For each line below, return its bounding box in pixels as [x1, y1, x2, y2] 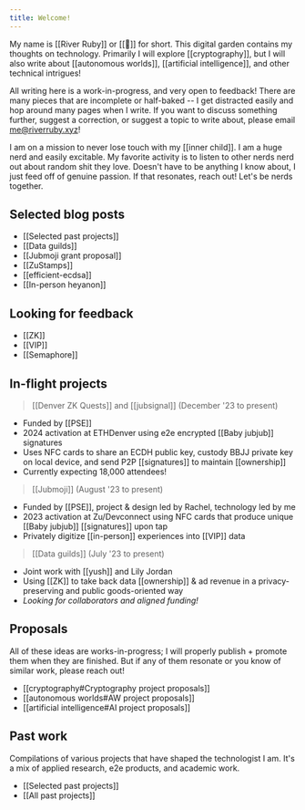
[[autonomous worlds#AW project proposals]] [22, 692, 196, 703]
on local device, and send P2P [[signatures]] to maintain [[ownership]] [22, 457, 287, 468]
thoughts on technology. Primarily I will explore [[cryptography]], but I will [9, 47, 286, 59]
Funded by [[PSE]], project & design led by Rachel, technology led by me [22, 502, 296, 513]
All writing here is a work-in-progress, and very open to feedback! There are [9, 85, 296, 96]
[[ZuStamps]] [22, 260, 74, 271]
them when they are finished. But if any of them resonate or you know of [9, 655, 281, 666]
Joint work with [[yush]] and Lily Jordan [22, 566, 173, 577]
